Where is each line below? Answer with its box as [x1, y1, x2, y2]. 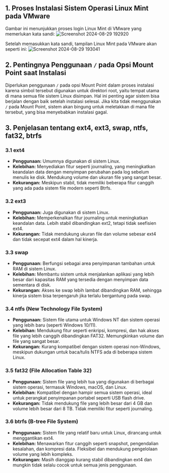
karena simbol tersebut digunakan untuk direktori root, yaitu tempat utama [5, 87, 160, 93]
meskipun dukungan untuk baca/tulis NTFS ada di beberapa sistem [12, 349, 153, 355]
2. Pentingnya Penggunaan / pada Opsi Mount [5, 61, 154, 69]
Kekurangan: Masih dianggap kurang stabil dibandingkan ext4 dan [12, 456, 152, 462]
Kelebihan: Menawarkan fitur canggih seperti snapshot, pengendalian [12, 440, 159, 446]
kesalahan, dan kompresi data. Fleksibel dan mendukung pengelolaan [12, 446, 158, 452]
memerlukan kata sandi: [5, 30, 55, 37]
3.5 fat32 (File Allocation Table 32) [5, 367, 92, 374]
